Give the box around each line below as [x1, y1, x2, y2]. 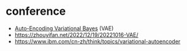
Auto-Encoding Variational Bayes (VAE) [14, 25, 114, 32]
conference [6, 4, 66, 18]
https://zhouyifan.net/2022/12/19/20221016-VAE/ [14, 31, 139, 38]
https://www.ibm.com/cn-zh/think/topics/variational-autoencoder [14, 37, 181, 45]
